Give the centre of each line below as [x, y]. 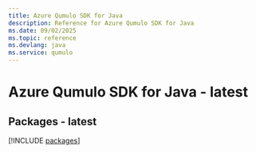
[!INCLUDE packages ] [44, 141]
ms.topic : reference [43, 38]
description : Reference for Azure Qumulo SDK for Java [101, 23]
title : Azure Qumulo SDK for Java [66, 16]
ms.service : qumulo [41, 53]
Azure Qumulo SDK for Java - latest [128, 92]
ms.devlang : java [37, 45]
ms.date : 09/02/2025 [43, 30]
